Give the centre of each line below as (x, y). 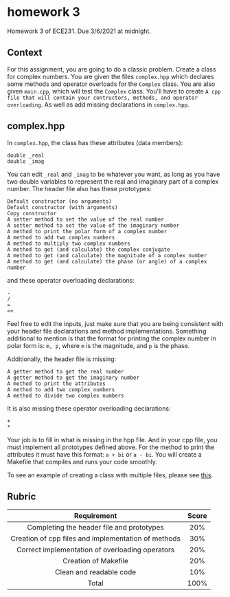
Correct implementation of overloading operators (95, 550)
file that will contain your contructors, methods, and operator (102, 98)
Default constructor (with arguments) (62, 207)
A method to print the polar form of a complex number (87, 231)
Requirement (95, 516)
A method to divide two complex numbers (66, 395)
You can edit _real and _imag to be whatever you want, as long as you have (114, 174)
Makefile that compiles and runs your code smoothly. (82, 462)
